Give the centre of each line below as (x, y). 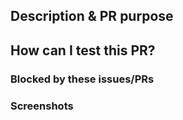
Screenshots (42, 106)
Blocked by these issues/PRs (82, 79)
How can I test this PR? (83, 50)
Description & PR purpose (92, 16)
